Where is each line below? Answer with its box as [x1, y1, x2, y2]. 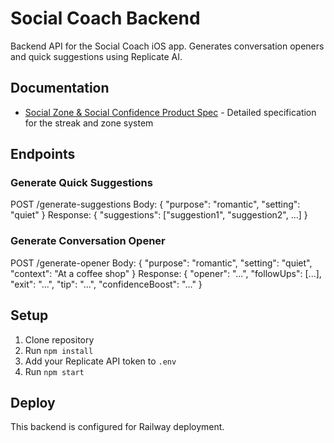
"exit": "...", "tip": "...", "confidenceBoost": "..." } [10, 278, 203, 290]
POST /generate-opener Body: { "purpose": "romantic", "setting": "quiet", [10, 257, 313, 269]
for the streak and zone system [24, 117, 154, 129]
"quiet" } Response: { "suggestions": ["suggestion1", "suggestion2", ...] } [10, 209, 308, 221]
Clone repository [24, 333, 95, 346]
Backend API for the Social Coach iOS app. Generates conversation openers [10, 40, 325, 52]
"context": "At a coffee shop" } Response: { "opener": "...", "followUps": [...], [10, 267, 322, 279]
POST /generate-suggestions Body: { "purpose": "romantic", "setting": [10, 198, 301, 211]
